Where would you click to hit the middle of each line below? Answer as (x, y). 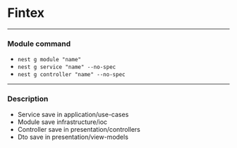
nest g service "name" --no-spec (67, 67)
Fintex (26, 13)
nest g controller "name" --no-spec (71, 75)
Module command (39, 44)
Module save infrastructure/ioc (62, 122)
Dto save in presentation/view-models (73, 137)
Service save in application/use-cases (73, 114)
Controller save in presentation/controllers (79, 129)
